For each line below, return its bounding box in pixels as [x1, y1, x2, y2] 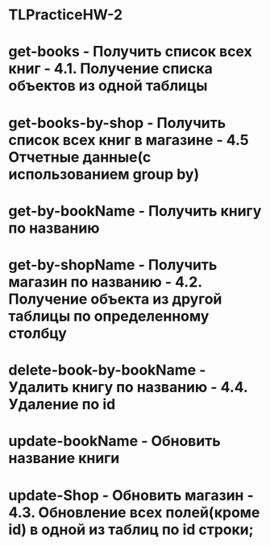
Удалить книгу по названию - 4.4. [8, 378, 248, 396]
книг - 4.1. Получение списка [8, 60, 214, 78]
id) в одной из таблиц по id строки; [8, 520, 254, 539]
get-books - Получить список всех [8, 43, 252, 61]
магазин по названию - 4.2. [8, 272, 203, 291]
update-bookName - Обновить [8, 432, 221, 450]
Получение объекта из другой [8, 290, 222, 308]
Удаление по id [8, 395, 116, 414]
